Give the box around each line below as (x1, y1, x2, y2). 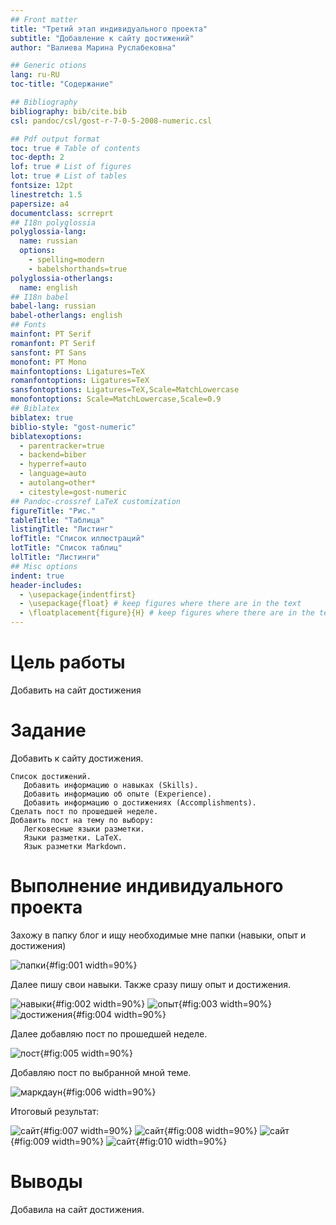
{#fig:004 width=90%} (72, 1008, 167, 1020)
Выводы (10, 1171, 83, 1193)
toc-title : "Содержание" (10, 79, 114, 90)
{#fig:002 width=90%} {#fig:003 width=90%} (51, 997, 272, 1010)
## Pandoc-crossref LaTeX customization (10, 496, 182, 506)
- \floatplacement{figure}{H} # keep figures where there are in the (19, 608, 315, 618)
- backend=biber (19, 450, 87, 460)
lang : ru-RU (10, 70, 60, 80)
